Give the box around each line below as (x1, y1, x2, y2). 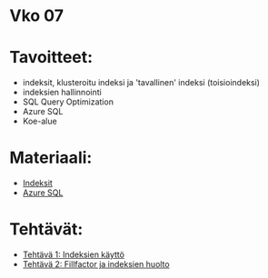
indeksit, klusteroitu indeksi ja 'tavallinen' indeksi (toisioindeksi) (22, 77, 261, 88)
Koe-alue (22, 115, 57, 127)
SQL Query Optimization (22, 96, 114, 107)
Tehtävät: (9, 219, 84, 240)
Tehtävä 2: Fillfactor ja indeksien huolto (22, 259, 170, 269)
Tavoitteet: (9, 47, 94, 68)
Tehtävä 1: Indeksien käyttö (22, 249, 125, 260)
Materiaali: (9, 147, 93, 168)
